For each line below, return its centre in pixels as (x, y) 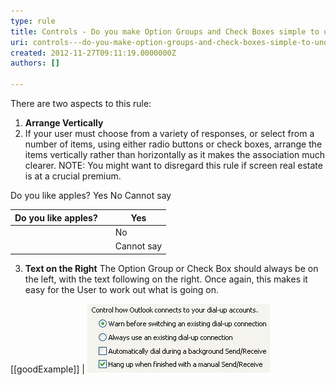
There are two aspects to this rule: (81, 103)
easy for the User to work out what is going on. (122, 289)
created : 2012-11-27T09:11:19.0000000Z (93, 53)
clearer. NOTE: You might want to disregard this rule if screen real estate (173, 165)
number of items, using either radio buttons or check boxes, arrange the (173, 144)
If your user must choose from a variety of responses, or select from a (169, 133)
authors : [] (35, 63)
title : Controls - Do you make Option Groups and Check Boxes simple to (165, 31)
